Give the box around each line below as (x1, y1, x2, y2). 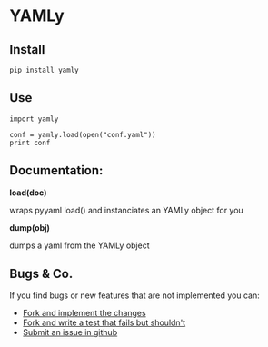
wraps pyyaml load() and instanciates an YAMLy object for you (9, 204, 243, 215)
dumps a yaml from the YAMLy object (9, 240, 150, 251)
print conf (9, 138, 51, 147)
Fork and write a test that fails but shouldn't (22, 317, 186, 328)
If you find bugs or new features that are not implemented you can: (9, 290, 261, 301)
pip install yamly (9, 65, 79, 74)
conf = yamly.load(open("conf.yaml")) (9, 130, 156, 139)
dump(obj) (9, 222, 50, 233)
